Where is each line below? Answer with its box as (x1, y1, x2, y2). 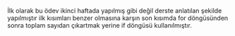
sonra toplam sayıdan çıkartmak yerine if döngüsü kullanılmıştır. (7, 21, 192, 29)
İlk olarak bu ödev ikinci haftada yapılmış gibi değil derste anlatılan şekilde (7, 7, 222, 15)
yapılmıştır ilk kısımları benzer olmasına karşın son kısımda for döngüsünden (7, 14, 229, 22)
